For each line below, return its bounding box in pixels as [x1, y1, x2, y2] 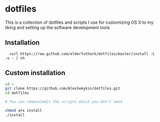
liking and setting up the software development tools [5, 24, 110, 30]
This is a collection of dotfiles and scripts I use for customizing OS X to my [5, 19, 154, 25]
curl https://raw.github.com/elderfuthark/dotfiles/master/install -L [9, 51, 155, 56]
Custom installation [5, 69, 65, 77]
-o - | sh [5, 56, 25, 61]
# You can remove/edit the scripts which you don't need [5, 99, 123, 105]
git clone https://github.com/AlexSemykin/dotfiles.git [5, 86, 120, 91]
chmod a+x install [5, 108, 42, 113]
